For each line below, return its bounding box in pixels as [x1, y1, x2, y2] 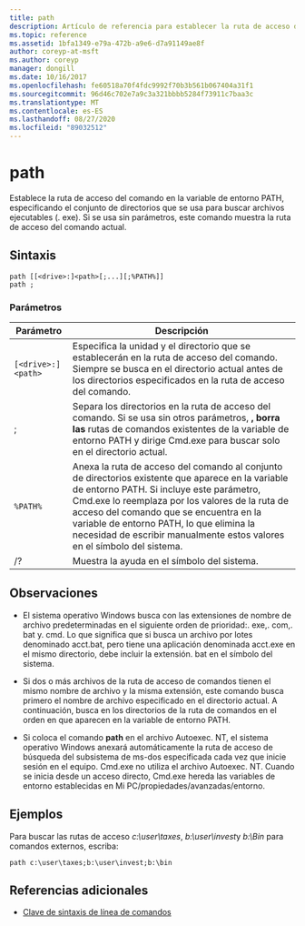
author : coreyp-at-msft [9, 47, 100, 56]
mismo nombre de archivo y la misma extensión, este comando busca [22, 685, 284, 696]
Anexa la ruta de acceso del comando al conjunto [72, 460, 283, 473]
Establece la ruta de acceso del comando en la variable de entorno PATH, [9, 192, 284, 203]
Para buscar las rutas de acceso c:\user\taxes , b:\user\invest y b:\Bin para [9, 830, 284, 841]
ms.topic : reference [9, 30, 88, 39]
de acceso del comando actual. [9, 221, 127, 232]
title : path [9, 13, 54, 23]
